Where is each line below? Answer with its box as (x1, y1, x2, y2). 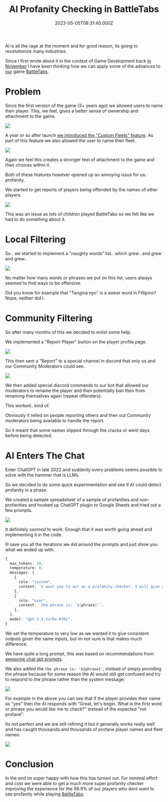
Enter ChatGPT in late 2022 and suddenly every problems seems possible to (5, 466, 162, 472)
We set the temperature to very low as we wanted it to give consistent (5, 630, 149, 636)
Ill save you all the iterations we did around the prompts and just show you (5, 541, 158, 547)
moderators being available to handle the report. (5, 417, 105, 423)
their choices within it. (5, 161, 51, 168)
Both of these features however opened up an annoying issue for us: (5, 171, 146, 177)
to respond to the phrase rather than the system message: (5, 676, 125, 682)
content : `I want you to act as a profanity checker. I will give (18, 584, 160, 589)
